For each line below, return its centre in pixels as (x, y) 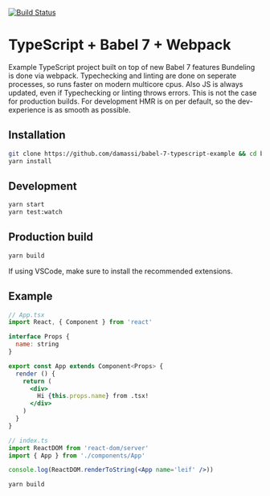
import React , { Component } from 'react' (80, 322)
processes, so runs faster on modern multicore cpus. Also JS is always (126, 84)
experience (27, 109)
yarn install (30, 161)
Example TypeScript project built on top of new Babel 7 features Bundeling (132, 67)
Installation (37, 135)
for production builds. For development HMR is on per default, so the (122, 101)
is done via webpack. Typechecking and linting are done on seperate (123, 76)
